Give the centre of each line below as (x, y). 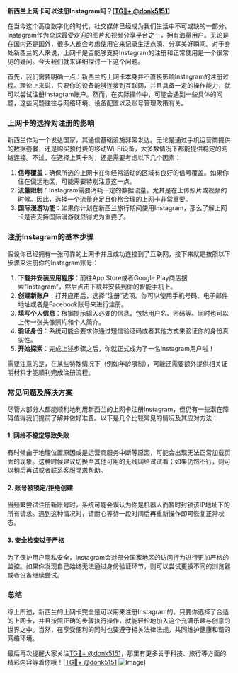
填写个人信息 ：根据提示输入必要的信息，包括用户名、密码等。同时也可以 (123, 313)
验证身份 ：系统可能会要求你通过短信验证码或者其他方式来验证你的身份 (120, 330)
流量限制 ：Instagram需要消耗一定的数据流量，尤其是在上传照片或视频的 (122, 190)
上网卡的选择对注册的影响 (51, 123)
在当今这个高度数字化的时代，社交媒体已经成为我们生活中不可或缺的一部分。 (119, 26)
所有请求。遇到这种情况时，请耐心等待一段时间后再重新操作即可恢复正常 (113, 514)
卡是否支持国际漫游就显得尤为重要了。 (73, 217)
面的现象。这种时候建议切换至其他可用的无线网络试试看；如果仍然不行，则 (116, 461)
